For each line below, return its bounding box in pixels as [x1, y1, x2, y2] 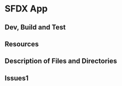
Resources [4, 39, 39, 48]
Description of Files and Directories [4, 57, 117, 65]
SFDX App [4, 3, 48, 14]
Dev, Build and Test [4, 23, 66, 31]
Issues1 [4, 73, 28, 82]
